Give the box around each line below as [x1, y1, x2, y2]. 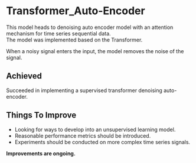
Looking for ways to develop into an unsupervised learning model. [14, 126, 176, 133]
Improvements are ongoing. [6, 149, 76, 157]
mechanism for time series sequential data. [6, 30, 111, 37]
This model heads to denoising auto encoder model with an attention [6, 24, 174, 31]
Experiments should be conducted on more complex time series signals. [14, 138, 191, 145]
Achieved [6, 71, 43, 81]
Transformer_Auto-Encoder [6, 4, 146, 18]
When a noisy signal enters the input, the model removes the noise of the [6, 47, 184, 54]
